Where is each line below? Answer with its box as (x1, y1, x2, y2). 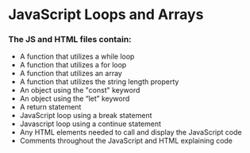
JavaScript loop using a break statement (19, 111, 152, 120)
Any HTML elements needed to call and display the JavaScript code (19, 128, 242, 137)
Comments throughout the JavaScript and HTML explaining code (19, 136, 233, 146)
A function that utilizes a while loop (19, 52, 135, 61)
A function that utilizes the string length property (19, 77, 179, 86)
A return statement (19, 102, 82, 112)
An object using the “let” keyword (19, 94, 130, 104)
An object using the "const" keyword (19, 86, 140, 95)
